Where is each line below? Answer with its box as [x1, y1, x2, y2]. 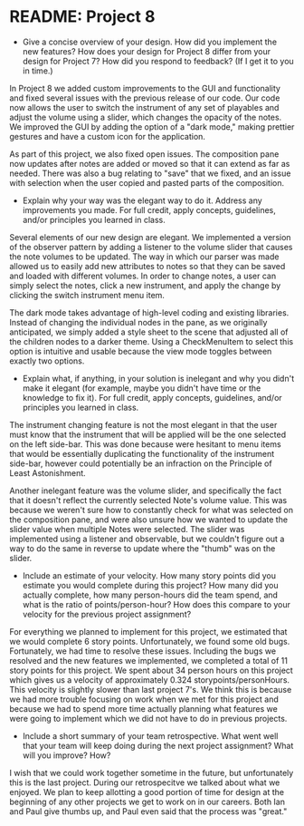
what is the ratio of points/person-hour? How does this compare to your [22, 598, 291, 609]
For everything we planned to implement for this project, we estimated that [9, 626, 288, 637]
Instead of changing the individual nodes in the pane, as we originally [9, 316, 268, 327]
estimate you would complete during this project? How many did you [22, 579, 279, 590]
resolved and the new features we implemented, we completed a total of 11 [9, 655, 288, 666]
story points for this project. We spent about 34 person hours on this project [9, 665, 294, 675]
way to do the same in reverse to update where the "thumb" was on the [9, 542, 276, 554]
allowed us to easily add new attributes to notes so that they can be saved [9, 260, 286, 271]
